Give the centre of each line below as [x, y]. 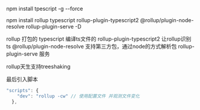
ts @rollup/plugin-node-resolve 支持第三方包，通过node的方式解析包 [92, 46]
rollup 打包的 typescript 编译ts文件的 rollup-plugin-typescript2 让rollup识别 [99, 39]
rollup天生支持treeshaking [38, 66]
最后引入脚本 [22, 79]
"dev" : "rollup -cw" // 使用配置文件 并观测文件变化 [78, 96]
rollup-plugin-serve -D [54, 27]
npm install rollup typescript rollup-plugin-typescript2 [73, 20]
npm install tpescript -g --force [45, 9]
